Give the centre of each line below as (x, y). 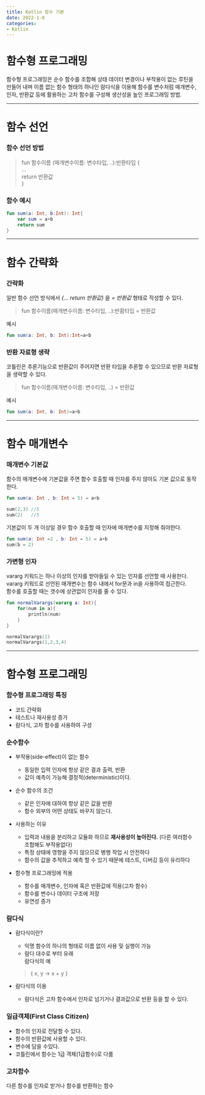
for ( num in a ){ (37, 609)
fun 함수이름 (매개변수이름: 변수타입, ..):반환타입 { (81, 162)
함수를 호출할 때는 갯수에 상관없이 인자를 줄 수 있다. (67, 591)
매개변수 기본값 (27, 465)
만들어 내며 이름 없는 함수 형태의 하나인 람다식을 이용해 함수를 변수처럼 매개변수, (102, 87)
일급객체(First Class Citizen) (48, 1017)
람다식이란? (29, 933)
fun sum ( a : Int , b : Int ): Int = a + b (49, 335)
